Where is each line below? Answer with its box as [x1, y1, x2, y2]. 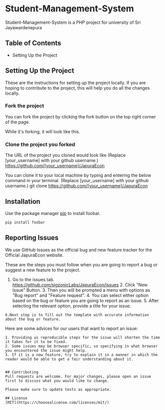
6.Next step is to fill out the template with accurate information [5, 312, 149, 317]
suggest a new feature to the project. [5, 267, 81, 273]
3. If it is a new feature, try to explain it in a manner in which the [5, 352, 158, 357]
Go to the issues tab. [12, 276, 55, 282]
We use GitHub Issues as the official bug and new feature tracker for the [5, 247, 152, 253]
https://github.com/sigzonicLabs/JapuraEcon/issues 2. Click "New [12, 282, 148, 288]
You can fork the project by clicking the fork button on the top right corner [5, 113, 156, 119]
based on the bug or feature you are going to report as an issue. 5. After [12, 298, 159, 304]
